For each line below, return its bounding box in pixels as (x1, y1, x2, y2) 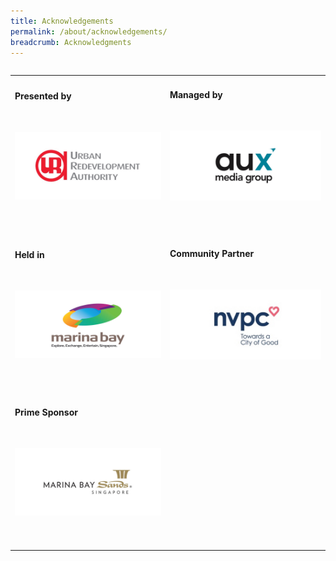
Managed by (169, 88, 223, 100)
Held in (14, 248, 45, 260)
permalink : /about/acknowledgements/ (10, 26, 168, 37)
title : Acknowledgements (10, 16, 114, 26)
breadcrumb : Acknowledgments (10, 37, 132, 47)
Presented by (14, 90, 72, 102)
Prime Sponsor (14, 406, 78, 418)
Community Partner (169, 247, 255, 259)
